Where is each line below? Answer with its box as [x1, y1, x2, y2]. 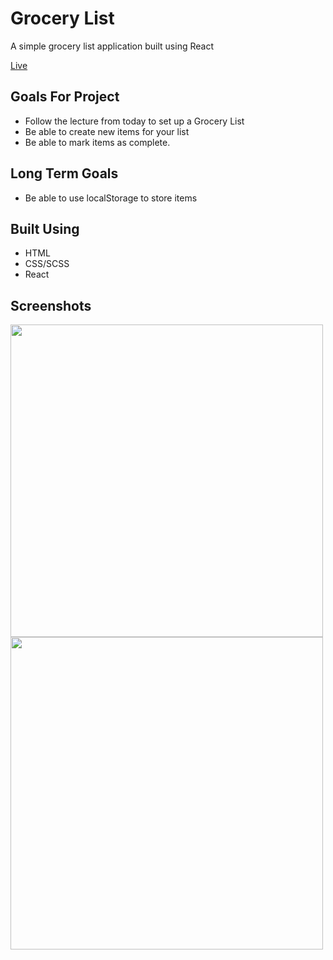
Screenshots [10, 297, 92, 314]
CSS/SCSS [24, 258, 70, 270]
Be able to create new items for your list [24, 125, 190, 137]
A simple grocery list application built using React [10, 40, 214, 52]
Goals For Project [10, 88, 120, 106]
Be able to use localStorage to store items [24, 192, 198, 204]
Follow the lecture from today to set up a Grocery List [24, 115, 245, 127]
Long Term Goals [10, 165, 119, 182]
